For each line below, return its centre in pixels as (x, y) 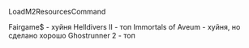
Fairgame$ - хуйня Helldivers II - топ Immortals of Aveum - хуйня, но (124, 27)
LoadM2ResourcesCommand (57, 12)
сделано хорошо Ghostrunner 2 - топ (72, 36)
